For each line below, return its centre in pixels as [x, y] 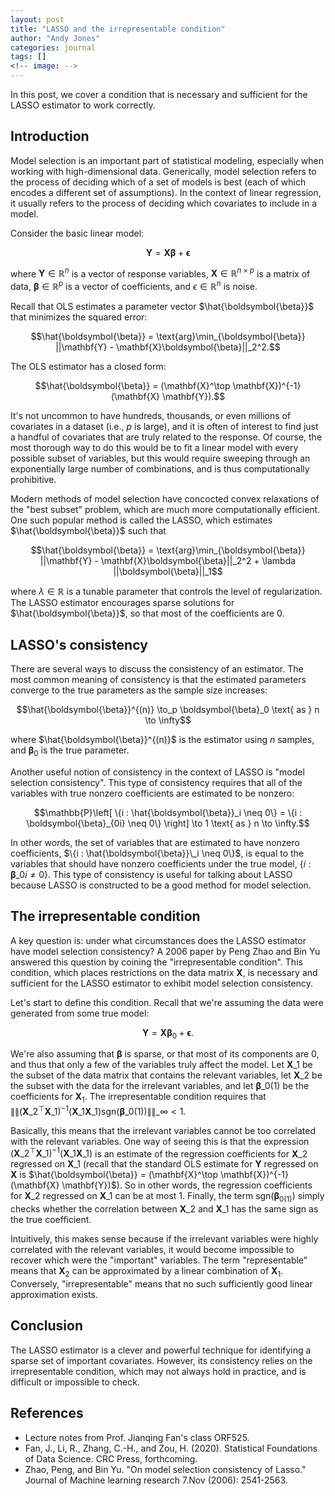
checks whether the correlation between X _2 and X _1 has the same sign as [164, 1209]
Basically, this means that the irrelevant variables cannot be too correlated [163, 1130]
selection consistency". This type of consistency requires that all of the [156, 782]
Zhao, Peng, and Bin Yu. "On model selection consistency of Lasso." [165, 1469]
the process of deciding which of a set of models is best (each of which [158, 182]
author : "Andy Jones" [55, 38]
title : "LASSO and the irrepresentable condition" [118, 29]
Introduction [50, 136]
